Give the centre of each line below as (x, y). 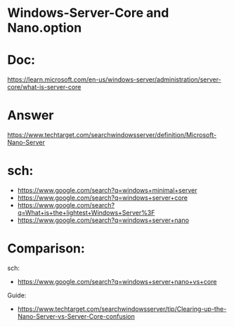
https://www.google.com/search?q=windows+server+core (103, 198)
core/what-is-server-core (44, 87)
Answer (31, 116)
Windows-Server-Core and (88, 13)
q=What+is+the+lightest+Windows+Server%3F (86, 213)
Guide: (17, 295)
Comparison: (46, 249)
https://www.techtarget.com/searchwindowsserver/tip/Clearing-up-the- (122, 309)
